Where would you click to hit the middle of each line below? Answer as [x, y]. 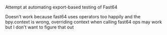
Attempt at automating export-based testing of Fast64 [61, 7]
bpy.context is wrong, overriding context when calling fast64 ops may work [84, 22]
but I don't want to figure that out [40, 27]
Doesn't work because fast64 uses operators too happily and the [73, 17]
